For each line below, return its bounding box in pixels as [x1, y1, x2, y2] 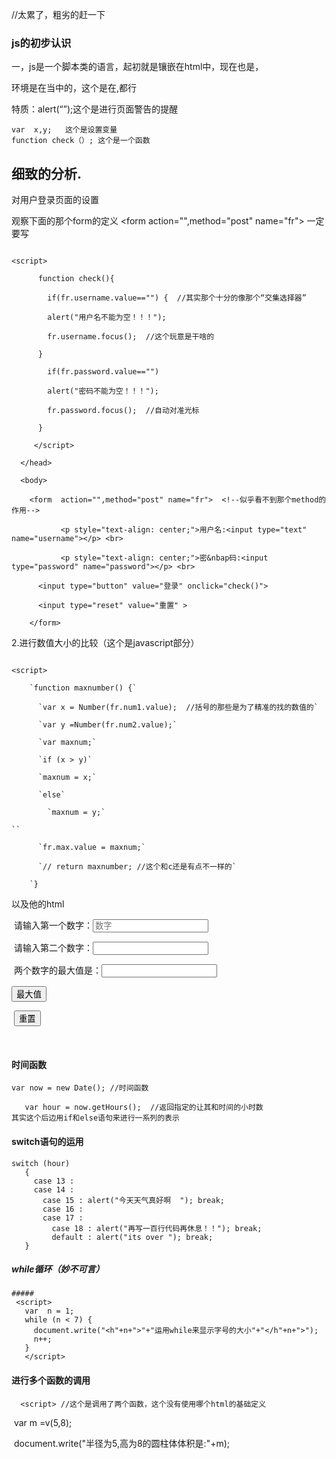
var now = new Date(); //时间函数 [11, 1083, 149, 1093]
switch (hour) [11, 1158, 71, 1168]
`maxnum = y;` [47, 808, 106, 818]
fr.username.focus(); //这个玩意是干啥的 [47, 332, 215, 342]
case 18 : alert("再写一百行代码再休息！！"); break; [51, 1223, 263, 1233]
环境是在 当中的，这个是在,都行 [11, 82, 138, 94]
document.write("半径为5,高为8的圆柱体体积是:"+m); [13, 1437, 231, 1449]
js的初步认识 [11, 36, 72, 50]
